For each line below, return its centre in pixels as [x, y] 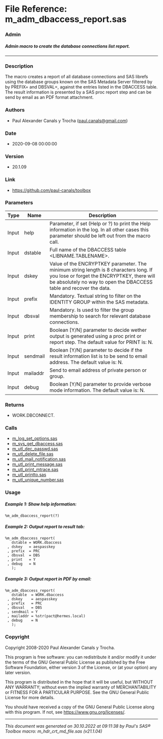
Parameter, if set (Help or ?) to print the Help [100, 223]
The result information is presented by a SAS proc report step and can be [78, 92]
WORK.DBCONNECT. [33, 415]
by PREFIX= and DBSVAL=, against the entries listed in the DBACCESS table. [81, 87]
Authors [15, 110]
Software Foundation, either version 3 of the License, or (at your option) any [81, 667]
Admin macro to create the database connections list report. [67, 46]
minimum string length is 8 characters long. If [101, 270]
